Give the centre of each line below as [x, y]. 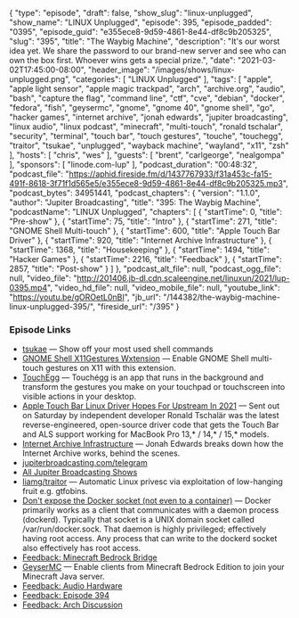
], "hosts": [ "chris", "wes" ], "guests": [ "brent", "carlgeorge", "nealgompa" [147, 155]
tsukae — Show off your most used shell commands [117, 349]
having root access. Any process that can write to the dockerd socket [149, 539]
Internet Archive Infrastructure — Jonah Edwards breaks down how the [153, 444]
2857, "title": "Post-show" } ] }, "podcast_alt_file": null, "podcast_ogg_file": [145, 268]
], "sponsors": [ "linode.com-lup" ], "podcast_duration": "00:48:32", [133, 165]
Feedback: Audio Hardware [72, 586]
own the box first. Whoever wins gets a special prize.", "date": [122, 60]
